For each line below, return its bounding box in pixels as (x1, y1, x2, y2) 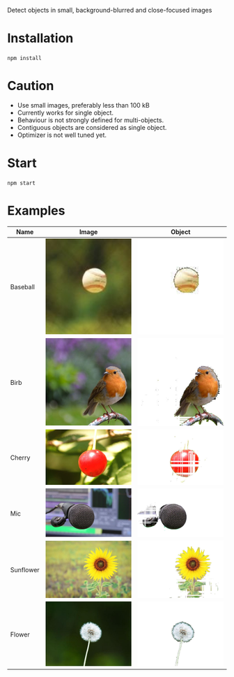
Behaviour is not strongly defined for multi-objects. (17, 115, 164, 124)
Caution (7, 78, 54, 94)
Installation (7, 31, 74, 46)
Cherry (10, 453, 31, 462)
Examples (7, 203, 65, 219)
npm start (7, 180, 36, 187)
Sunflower (10, 566, 40, 574)
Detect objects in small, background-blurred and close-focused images (7, 6, 212, 14)
